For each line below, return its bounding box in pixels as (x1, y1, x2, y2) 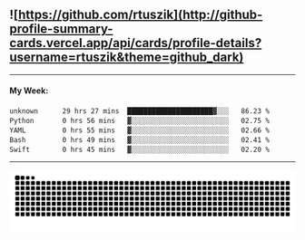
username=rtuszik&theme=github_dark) (9, 50, 244, 65)
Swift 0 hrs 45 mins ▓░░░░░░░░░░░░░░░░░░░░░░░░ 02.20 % (9, 145, 271, 154)
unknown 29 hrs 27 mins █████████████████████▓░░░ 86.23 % (9, 107, 271, 116)
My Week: (9, 85, 49, 96)
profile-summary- (9, 22, 113, 37)
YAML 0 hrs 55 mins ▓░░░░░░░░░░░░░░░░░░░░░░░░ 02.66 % (9, 126, 271, 135)
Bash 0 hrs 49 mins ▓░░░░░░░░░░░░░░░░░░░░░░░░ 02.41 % (9, 135, 271, 144)
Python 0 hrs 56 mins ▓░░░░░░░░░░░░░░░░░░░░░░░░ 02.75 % (9, 116, 271, 125)
